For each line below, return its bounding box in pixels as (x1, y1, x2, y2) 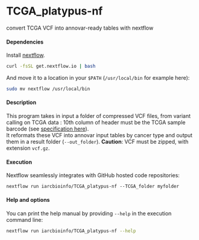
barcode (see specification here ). (6, 125, 89, 132)
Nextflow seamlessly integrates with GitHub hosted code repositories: (6, 172, 180, 179)
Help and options (6, 196, 50, 203)
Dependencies (6, 38, 44, 45)
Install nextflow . (6, 51, 45, 59)
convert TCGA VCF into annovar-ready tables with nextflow (6, 24, 154, 31)
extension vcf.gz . (6, 144, 50, 152)
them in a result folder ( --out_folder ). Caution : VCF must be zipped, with (6, 138, 189, 146)
